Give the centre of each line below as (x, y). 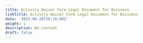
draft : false (19, 33)
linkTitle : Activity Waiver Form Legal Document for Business (72, 14)
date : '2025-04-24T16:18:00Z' (37, 19)
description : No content (31, 28)
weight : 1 (16, 23)
